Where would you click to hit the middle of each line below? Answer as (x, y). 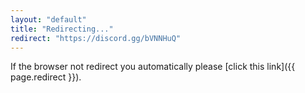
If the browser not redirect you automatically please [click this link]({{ (153, 67)
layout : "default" (48, 19)
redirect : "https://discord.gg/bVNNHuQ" (96, 38)
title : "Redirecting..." (62, 29)
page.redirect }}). (46, 77)
